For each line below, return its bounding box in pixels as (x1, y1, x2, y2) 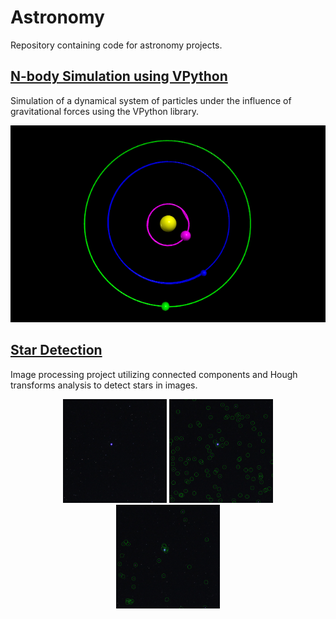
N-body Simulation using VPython (10, 68, 228, 85)
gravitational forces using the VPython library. (10, 105, 200, 117)
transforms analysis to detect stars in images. (10, 379, 198, 391)
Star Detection (10, 342, 103, 359)
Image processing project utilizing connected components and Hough (10, 368, 298, 380)
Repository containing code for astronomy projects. (10, 39, 223, 51)
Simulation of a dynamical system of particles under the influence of (10, 94, 292, 106)
